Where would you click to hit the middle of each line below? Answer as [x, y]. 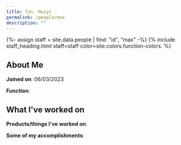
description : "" [26, 23]
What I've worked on [46, 109]
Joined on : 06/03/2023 [35, 79]
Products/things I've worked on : [47, 124]
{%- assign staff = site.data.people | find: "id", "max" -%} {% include [91, 40]
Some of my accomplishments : [45, 135]
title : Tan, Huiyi [29, 12]
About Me [25, 65]
